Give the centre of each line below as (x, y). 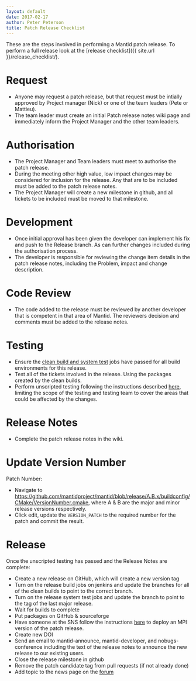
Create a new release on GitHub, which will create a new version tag (97, 578)
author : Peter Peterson (35, 22)
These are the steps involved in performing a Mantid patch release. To (91, 44)
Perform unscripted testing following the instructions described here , (98, 386)
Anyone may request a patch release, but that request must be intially (98, 97)
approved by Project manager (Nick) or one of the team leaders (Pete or (101, 103)
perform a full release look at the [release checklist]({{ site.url (80, 51)
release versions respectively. (50, 508)
